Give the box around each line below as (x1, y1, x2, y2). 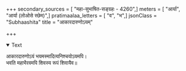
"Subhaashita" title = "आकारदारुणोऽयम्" (6, 19, 93, 26)
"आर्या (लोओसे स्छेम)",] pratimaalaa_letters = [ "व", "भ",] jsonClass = (6, 12, 157, 19)
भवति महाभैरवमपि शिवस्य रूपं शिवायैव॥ (6, 59, 77, 66)
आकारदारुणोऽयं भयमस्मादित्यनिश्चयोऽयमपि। (6, 53, 87, 59)
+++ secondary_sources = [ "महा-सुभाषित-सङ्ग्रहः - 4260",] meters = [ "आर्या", (6, 6, 180, 12)
